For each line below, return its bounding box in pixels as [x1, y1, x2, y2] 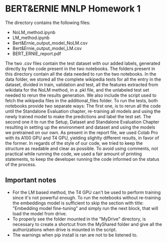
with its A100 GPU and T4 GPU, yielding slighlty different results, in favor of [5, 135, 160, 141]
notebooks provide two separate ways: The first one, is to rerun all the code [5, 103, 161, 109]
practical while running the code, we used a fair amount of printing [5, 151, 142, 157]
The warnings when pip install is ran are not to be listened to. [12, 231, 138, 238]
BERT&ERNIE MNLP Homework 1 [5, 3, 141, 15]
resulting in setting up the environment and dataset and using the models [5, 124, 156, 130]
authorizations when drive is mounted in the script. [12, 226, 117, 232]
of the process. [5, 161, 36, 167]
